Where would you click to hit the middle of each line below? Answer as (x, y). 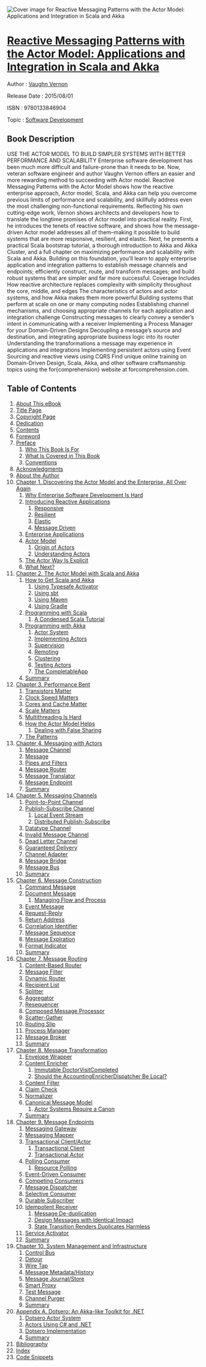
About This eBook (39, 403)
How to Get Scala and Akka (59, 580)
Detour (34, 1259)
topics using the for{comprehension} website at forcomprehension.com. (98, 369)
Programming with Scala (56, 612)
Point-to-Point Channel (54, 802)
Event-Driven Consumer (55, 1174)
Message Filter (44, 972)
